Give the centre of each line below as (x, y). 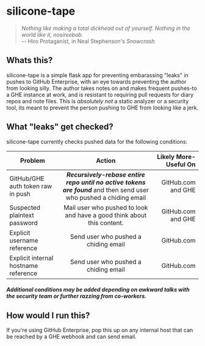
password (23, 223)
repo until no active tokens (106, 182)
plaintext (22, 215)
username (24, 240)
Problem (33, 160)
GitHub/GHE (27, 179)
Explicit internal (31, 258)
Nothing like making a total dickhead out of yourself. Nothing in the (106, 28)
